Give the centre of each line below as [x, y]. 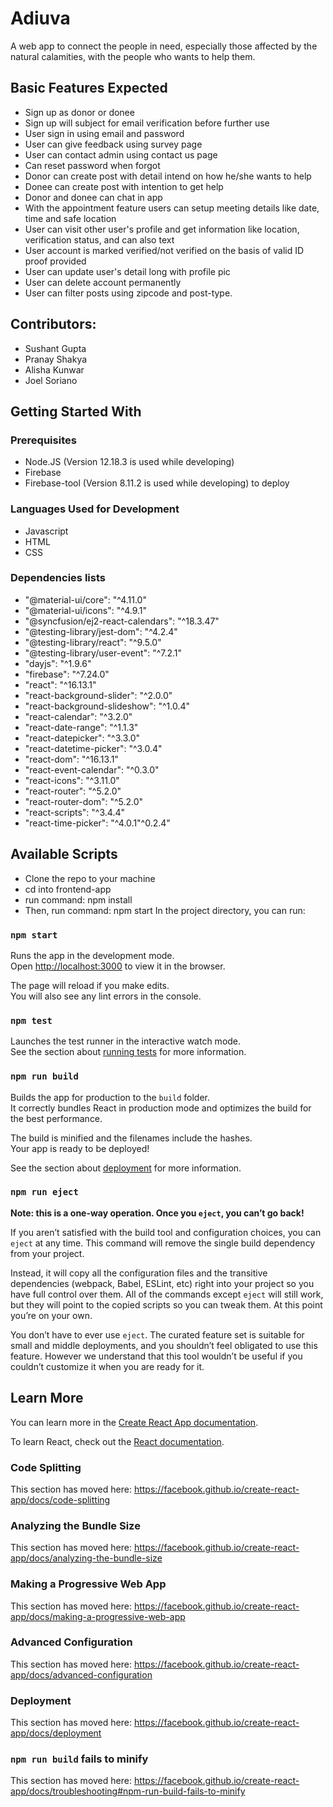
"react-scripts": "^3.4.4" [74, 812]
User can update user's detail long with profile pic [127, 271]
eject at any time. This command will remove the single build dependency [163, 1243]
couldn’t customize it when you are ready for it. [107, 1366]
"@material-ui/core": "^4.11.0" [85, 599]
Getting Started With [76, 411]
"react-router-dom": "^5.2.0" [84, 801]
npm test [31, 1020]
